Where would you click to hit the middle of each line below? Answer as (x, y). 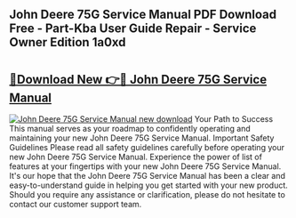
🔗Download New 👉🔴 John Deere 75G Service (138, 79)
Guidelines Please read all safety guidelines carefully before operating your (147, 147)
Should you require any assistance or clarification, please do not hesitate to (148, 194)
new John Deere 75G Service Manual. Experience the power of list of (136, 157)
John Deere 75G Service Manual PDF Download (143, 15)
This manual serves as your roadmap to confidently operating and (130, 129)
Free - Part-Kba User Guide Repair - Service (133, 29)
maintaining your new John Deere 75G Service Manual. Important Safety (142, 138)
